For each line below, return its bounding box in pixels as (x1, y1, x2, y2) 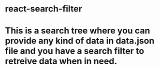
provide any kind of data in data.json (5, 35, 155, 46)
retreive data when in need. (5, 56, 117, 67)
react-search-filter (5, 3, 82, 14)
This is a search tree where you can (5, 25, 150, 36)
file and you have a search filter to (5, 46, 145, 57)
